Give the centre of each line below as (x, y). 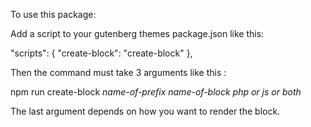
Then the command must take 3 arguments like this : (118, 72)
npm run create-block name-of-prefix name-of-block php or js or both (156, 92)
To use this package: (53, 14)
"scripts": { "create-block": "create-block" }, (101, 53)
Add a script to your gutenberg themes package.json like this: (137, 33)
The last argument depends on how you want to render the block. (145, 111)
